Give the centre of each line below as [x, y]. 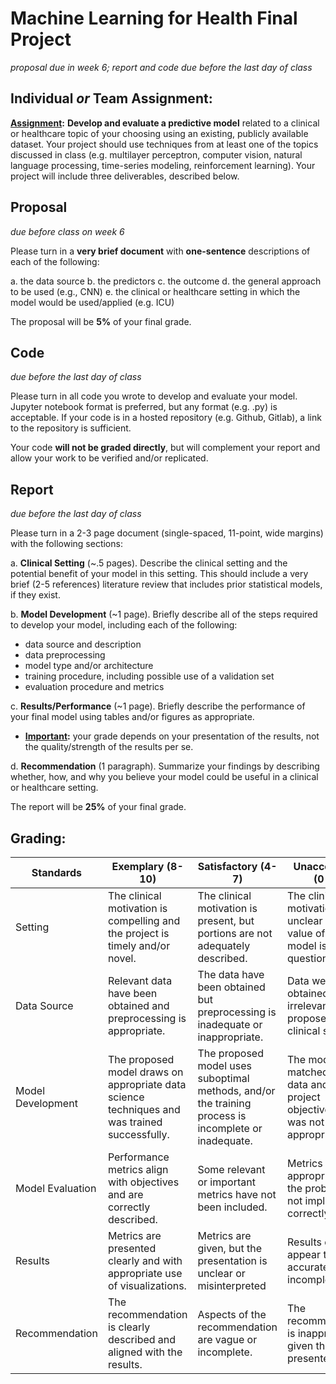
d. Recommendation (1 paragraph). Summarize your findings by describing [165, 766]
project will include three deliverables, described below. [125, 176]
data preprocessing [65, 655]
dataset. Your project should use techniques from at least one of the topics [164, 144]
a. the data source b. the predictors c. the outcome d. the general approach [166, 281]
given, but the [229, 1248]
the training [224, 1103]
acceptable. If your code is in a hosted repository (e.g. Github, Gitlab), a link [166, 418]
